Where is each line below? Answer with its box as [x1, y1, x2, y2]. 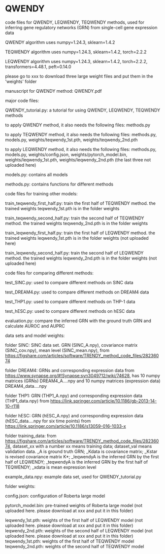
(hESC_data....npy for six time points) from [5, 418, 91, 424]
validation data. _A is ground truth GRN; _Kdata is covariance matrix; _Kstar [5, 448, 158, 454]
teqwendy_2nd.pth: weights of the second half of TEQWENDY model [5, 543, 144, 549]
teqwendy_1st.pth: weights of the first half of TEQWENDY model [5, 538, 134, 544]
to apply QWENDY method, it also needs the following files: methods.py [5, 122, 151, 128]
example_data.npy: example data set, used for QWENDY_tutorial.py [5, 474, 141, 480]
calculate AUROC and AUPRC [5, 323, 65, 329]
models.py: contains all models [5, 171, 68, 178]
